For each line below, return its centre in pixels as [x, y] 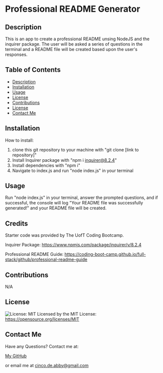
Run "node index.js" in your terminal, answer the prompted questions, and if [81, 198]
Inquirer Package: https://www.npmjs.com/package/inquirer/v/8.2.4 [73, 245]
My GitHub [16, 356]
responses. [16, 54]
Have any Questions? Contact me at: [42, 346]
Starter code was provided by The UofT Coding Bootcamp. [64, 235]
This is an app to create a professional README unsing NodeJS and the [77, 39]
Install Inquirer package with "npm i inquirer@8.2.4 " [64, 160]
